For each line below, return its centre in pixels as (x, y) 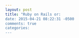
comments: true (21, 23)
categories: (17, 28)
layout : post (19, 10)
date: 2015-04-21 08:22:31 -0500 (40, 19)
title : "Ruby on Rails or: (33, 14)
